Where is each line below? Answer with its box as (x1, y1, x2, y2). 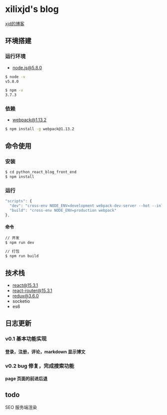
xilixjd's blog (5, 3, 59, 15)
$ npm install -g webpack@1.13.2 (5, 126, 75, 132)
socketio (12, 298, 30, 304)
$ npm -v (5, 88, 23, 93)
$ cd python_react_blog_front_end (5, 169, 77, 174)
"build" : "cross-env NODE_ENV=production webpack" (9, 208, 117, 213)
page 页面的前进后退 (5, 376, 48, 382)
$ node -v (5, 74, 26, 79)
